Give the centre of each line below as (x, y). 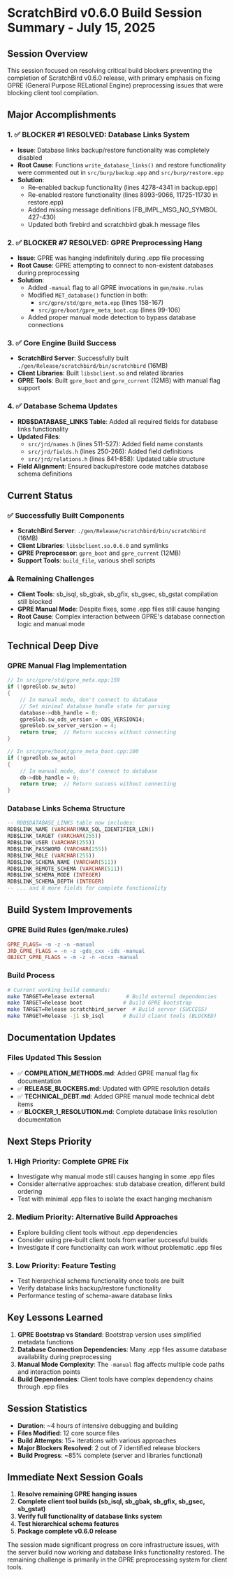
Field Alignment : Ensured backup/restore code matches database (112, 466)
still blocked (35, 601)
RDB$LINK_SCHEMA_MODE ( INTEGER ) (54, 875)
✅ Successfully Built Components (66, 515)
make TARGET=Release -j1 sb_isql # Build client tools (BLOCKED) (112, 1016)
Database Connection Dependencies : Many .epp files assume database (122, 1349)
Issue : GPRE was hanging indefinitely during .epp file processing (111, 258)
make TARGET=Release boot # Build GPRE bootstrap (100, 1003)
